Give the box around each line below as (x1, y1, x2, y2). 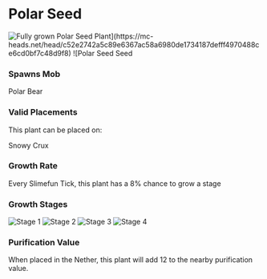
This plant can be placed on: (8, 125, 103, 135)
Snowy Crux (8, 140, 50, 150)
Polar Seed (8, 5, 83, 23)
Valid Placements (8, 107, 78, 118)
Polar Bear (8, 87, 43, 96)
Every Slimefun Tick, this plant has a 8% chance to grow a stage (8, 178, 222, 188)
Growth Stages (8, 198, 68, 209)
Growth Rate (8, 160, 59, 172)
